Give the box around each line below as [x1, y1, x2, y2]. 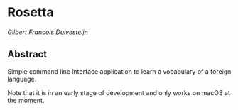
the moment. [7, 96, 45, 104]
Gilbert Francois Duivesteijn [7, 28, 89, 36]
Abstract [7, 48, 48, 60]
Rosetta [7, 4, 55, 21]
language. [7, 75, 37, 83]
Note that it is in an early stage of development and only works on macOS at [7, 88, 231, 97]
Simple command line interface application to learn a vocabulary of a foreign [7, 67, 232, 75]
